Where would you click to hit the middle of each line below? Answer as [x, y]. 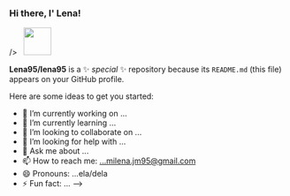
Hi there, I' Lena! [45, 13]
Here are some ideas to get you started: [82, 96]
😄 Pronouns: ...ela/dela [65, 174]
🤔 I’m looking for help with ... [74, 142]
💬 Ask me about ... [55, 151]
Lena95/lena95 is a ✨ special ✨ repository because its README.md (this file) [145, 70]
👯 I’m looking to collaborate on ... [82, 132]
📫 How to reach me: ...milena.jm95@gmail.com [109, 161]
